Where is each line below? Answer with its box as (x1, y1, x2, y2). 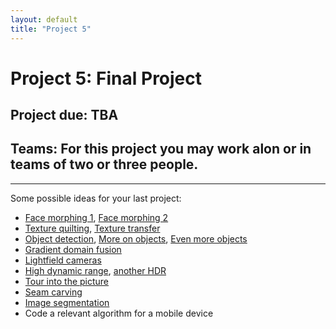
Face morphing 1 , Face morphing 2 (24, 211, 169, 223)
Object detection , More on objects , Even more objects (24, 232, 248, 245)
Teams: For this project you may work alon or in (10, 141, 312, 158)
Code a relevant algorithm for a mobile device (24, 307, 214, 319)
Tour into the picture (24, 275, 110, 287)
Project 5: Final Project (10, 67, 203, 90)
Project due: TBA (10, 107, 119, 124)
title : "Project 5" (10, 24, 92, 34)
